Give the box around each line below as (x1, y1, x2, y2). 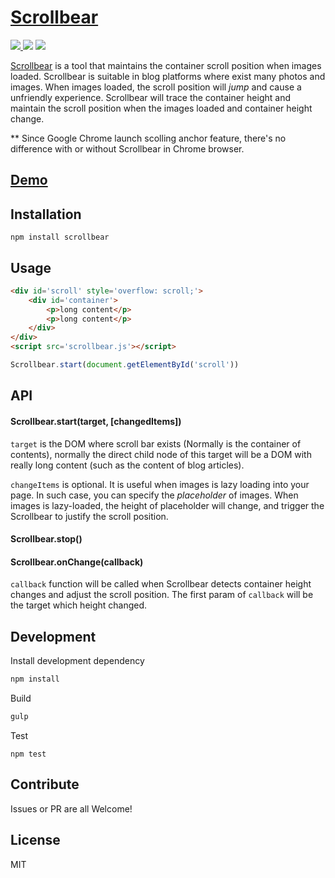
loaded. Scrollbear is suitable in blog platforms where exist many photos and (10, 70, 326, 82)
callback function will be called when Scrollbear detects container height (10, 578, 312, 590)
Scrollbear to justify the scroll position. (10, 510, 169, 522)
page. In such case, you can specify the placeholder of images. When (10, 489, 299, 501)
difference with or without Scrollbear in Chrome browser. (10, 142, 245, 155)
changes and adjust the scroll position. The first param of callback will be (10, 589, 314, 601)
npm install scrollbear (10, 232, 110, 243)
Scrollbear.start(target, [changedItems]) (10, 415, 182, 427)
